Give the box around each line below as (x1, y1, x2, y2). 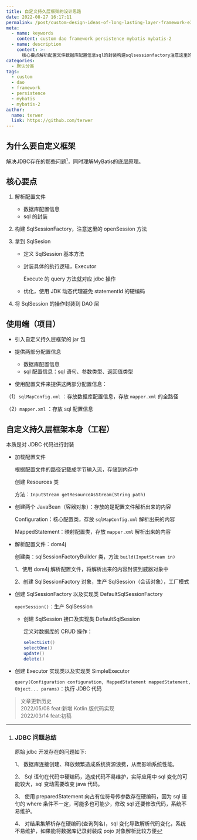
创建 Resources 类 (14, 479, 59, 486)
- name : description (11, 42, 62, 48)
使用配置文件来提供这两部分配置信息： (14, 381, 107, 388)
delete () (23, 656, 45, 662)
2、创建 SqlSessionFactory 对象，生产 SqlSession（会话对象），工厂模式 (14, 578, 189, 585)
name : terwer (11, 112, 43, 118)
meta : (6, 25, 19, 31)
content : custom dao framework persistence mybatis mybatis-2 (16, 36, 172, 42)
